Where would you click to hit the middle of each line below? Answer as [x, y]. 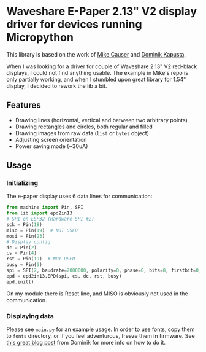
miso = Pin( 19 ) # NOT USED [42, 230]
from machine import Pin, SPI [45, 208]
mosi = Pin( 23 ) [26, 236]
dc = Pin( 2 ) [21, 248]
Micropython [40, 37]
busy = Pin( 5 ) [25, 265]
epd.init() [20, 282]
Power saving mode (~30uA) [51, 146]
